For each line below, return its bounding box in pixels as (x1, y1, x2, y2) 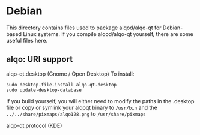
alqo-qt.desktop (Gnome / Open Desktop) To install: (6, 70, 135, 77)
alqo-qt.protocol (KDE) (6, 122, 62, 129)
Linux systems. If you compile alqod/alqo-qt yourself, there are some (23, 30, 193, 37)
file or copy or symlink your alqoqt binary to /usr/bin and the (6, 104, 157, 111)
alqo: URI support (6, 54, 73, 64)
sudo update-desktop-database (6, 87, 82, 93)
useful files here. (6, 37, 48, 44)
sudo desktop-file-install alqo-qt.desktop (6, 82, 117, 88)
